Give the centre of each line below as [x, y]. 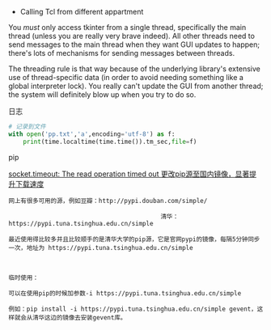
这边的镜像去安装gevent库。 [85, 317]
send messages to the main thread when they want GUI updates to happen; [134, 44]
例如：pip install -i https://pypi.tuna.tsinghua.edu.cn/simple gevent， [133, 309]
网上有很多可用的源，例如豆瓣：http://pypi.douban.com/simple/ [108, 201]
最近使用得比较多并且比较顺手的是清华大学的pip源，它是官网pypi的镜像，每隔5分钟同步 [134, 239]
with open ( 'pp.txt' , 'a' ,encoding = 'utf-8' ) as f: [92, 134]
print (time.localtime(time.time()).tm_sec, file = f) [110, 142]
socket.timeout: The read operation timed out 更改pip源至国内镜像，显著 [129, 174]
